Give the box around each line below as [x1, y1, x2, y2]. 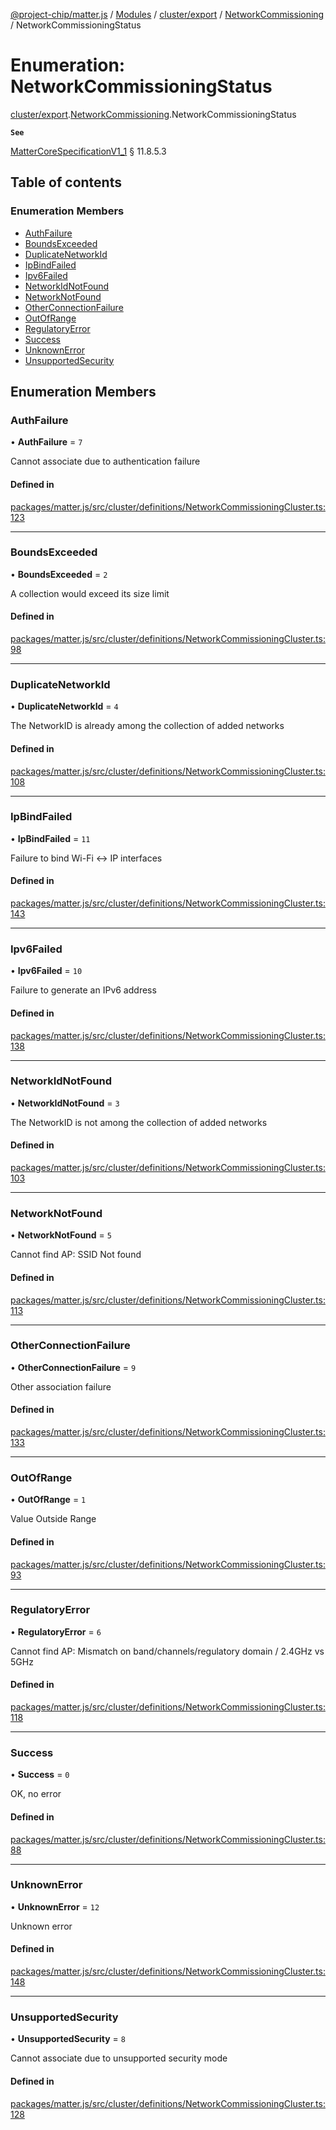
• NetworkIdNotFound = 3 [10, 1097, 120, 1109]
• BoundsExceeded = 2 [10, 568, 108, 580]
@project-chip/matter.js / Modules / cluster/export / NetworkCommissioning [10, 9, 325, 20]
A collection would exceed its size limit [10, 587, 170, 599]
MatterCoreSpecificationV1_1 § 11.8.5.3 [10, 145, 167, 157]
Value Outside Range [10, 1513, 97, 1525]
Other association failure [10, 1380, 112, 1393]
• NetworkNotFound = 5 [10, 1229, 112, 1241]
